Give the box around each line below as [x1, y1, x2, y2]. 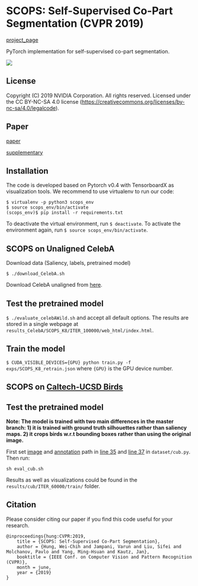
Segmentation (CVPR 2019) [6, 17, 144, 30]
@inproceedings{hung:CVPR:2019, [6, 533, 86, 539]
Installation [6, 166, 49, 176]
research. [6, 521, 30, 529]
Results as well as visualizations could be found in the [6, 476, 138, 483]
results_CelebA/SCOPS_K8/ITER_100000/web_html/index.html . [6, 327, 154, 334]
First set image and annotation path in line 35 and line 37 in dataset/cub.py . [6, 449, 191, 456]
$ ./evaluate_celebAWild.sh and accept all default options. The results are [6, 314, 189, 321]
